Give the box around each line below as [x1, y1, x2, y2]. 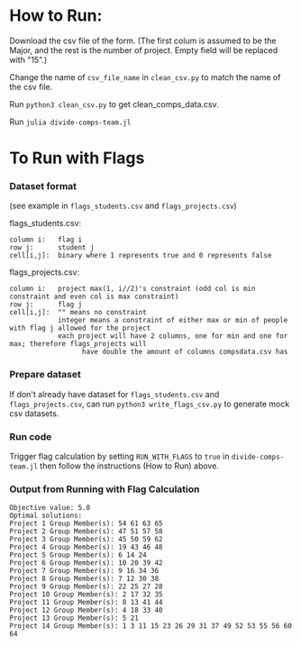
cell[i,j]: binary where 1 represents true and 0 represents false [9, 251, 272, 260]
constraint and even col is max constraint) [9, 292, 179, 302]
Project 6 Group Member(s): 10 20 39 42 [9, 559, 164, 568]
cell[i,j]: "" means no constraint [9, 308, 147, 317]
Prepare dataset [9, 368, 81, 381]
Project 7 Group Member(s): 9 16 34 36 [9, 567, 160, 576]
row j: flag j [9, 300, 83, 309]
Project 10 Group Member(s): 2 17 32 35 [9, 590, 164, 599]
